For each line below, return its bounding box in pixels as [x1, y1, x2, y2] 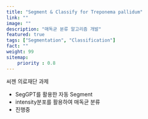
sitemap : [6, 54, 29, 60]
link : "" [6, 15, 29, 21]
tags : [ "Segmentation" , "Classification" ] [6, 37, 116, 43]
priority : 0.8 [17, 60, 56, 66]
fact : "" [6, 43, 29, 49]
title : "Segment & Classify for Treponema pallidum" [6, 9, 143, 15]
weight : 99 [6, 49, 34, 55]
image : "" [6, 20, 32, 26]
